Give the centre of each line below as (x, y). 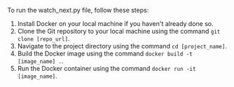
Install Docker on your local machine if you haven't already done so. (115, 24)
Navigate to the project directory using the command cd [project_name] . (122, 46)
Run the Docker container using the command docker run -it (106, 68)
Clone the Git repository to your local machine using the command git (119, 31)
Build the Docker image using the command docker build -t (105, 53)
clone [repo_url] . (43, 39)
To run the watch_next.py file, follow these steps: (78, 10)
